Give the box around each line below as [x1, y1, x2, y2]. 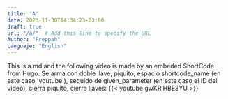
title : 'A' [7, 10, 39, 17]
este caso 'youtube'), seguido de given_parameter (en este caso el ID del [7, 77, 218, 84]
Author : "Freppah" [7, 36, 61, 43]
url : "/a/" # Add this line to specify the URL [7, 29, 151, 37]
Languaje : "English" [7, 43, 68, 49]
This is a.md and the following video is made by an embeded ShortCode [7, 62, 215, 70]
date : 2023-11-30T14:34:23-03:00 [7, 17, 105, 24]
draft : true [7, 23, 42, 30]
